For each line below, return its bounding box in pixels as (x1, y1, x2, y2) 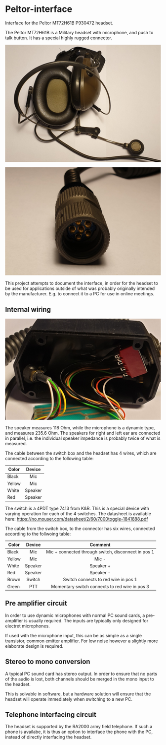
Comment (89, 542, 111, 548)
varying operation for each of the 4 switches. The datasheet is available (5, 510, 152, 517)
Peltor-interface (5, 3, 73, 15)
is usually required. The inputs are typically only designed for (24, 617, 149, 623)
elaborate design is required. (5, 643, 64, 649)
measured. (5, 440, 27, 446)
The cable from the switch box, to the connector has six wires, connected (5, 525, 155, 532)
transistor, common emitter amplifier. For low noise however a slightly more (5, 638, 158, 644)
